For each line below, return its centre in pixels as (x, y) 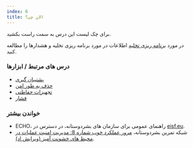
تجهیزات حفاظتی (34, 92)
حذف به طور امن (34, 85)
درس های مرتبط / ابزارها (38, 66)
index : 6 (17, 11)
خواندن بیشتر (24, 113)
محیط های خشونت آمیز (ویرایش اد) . (55, 139)
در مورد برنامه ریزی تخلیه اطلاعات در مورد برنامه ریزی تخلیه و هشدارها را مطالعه (95, 45)
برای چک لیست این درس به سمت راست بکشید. (59, 33)
